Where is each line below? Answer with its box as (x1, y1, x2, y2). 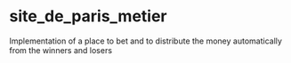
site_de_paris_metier (9, 6, 167, 27)
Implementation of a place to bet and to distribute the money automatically (9, 35, 283, 46)
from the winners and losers (9, 44, 113, 55)
